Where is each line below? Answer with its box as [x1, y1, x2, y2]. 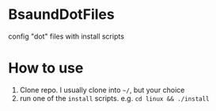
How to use [8, 59, 84, 77]
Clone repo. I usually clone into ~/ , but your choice [19, 85, 185, 94]
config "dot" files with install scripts [8, 31, 125, 41]
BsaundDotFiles [8, 6, 115, 24]
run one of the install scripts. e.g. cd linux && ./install [19, 93, 210, 103]
